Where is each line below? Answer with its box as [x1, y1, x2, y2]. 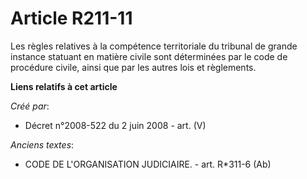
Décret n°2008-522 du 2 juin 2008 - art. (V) [24, 119, 207, 131]
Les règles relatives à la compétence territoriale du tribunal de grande [10, 40, 298, 52]
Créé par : [10, 100, 50, 112]
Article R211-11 [10, 7, 133, 30]
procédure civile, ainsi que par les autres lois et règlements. [10, 61, 257, 73]
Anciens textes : [10, 138, 75, 151]
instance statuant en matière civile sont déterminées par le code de [10, 50, 288, 62]
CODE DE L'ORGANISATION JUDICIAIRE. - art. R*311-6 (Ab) [24, 158, 272, 170]
